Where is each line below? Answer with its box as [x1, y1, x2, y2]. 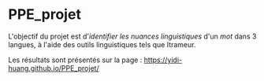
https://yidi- [143, 55, 183, 64]
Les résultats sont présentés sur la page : [8, 55, 143, 64]
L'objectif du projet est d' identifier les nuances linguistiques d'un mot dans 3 [8, 31, 257, 41]
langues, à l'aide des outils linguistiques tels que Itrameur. [8, 39, 196, 49]
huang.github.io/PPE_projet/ [8, 63, 100, 72]
